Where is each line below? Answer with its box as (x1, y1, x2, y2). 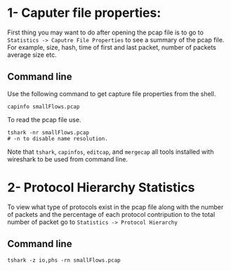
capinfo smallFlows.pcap (7, 103, 80, 110)
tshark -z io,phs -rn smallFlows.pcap (7, 256, 121, 264)
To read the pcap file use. (7, 115, 81, 124)
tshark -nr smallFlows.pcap (7, 128, 90, 136)
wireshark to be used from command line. (7, 154, 128, 163)
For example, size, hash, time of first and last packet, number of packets (7, 43, 216, 51)
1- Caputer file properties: (7, 5, 161, 21)
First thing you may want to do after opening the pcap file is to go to (7, 28, 204, 37)
